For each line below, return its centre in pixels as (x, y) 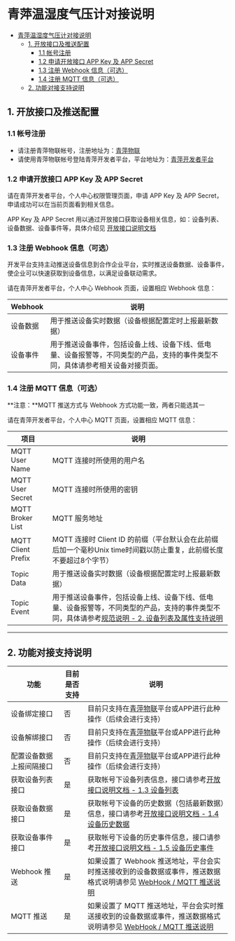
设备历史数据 (108, 825)
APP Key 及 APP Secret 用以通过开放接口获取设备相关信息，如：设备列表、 (115, 219)
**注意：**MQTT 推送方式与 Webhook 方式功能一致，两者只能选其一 (106, 405)
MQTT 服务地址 (78, 518)
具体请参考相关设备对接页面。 (113, 365)
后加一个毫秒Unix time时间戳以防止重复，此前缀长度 (138, 550)
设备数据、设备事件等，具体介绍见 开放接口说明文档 (81, 228)
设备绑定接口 (32, 714)
